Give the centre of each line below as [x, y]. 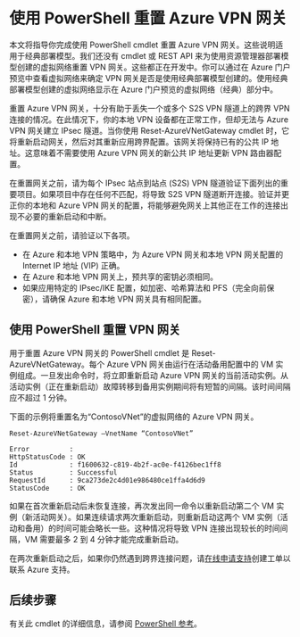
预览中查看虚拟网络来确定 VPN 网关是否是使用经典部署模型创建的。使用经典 [149, 78]
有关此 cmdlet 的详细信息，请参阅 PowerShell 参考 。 [106, 623]
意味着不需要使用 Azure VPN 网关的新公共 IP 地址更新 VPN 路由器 [153, 153]
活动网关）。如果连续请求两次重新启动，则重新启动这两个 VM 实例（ [157, 517]
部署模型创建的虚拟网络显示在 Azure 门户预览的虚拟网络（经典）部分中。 [144, 89]
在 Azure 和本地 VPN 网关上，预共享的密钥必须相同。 [120, 277]
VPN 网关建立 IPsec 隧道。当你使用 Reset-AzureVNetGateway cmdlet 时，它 [150, 130]
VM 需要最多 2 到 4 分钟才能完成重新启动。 [104, 539]
